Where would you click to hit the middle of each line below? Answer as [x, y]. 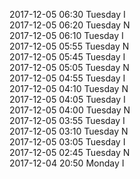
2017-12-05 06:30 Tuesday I [67, 14]
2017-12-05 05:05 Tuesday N [69, 67]
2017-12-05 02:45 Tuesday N [70, 152]
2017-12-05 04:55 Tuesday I [67, 78]
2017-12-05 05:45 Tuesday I [67, 57]
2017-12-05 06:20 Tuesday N [70, 25]
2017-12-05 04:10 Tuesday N [69, 88]
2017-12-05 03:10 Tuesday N [69, 131]
